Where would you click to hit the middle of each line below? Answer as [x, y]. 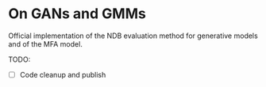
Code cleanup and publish [63, 74]
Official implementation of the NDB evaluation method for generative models [133, 36]
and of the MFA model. [46, 43]
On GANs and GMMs [77, 14]
